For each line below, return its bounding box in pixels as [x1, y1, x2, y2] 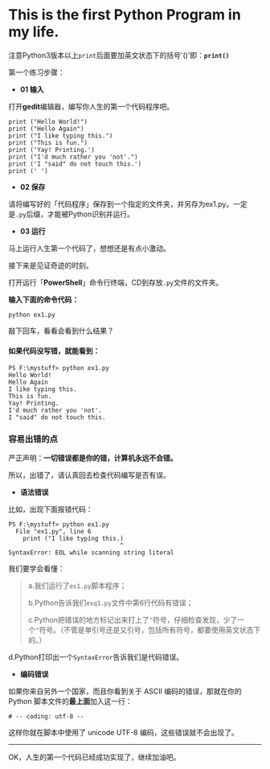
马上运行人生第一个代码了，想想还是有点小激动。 [8, 243, 170, 253]
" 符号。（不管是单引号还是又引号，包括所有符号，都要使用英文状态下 [35, 625, 261, 635]
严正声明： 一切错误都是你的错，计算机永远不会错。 [8, 453, 178, 463]
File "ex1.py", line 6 [15, 528, 92, 536]
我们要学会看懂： [8, 564, 65, 574]
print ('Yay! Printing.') [8, 146, 95, 154]
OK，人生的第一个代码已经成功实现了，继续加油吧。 [8, 752, 181, 762]
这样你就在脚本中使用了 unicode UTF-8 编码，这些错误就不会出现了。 [8, 728, 239, 738]
